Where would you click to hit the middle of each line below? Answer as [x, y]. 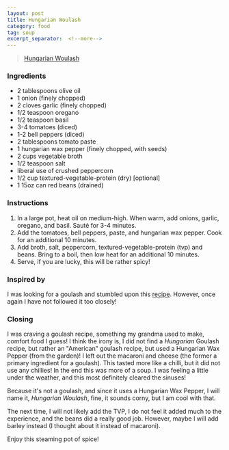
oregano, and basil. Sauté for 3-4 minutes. [77, 225]
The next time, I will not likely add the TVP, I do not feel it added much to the [114, 412]
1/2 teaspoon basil [43, 120]
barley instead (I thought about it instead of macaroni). [84, 426]
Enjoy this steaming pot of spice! [53, 439]
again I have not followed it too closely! [62, 302]
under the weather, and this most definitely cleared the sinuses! [97, 378]
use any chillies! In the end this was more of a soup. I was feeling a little [108, 371]
